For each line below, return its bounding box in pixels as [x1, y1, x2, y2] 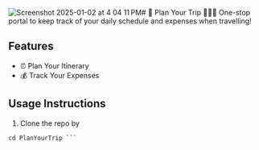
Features [8, 40, 54, 53]
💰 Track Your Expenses [19, 70, 100, 80]
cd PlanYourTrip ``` [8, 134, 78, 142]
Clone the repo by [19, 118, 80, 128]
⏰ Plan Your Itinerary [19, 60, 90, 70]
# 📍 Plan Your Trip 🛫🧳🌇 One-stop [141, 8, 251, 17]
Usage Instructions [8, 97, 106, 110]
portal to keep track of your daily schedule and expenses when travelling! [8, 16, 252, 26]
